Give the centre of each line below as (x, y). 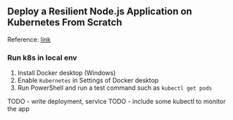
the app (18, 109)
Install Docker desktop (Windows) (67, 73)
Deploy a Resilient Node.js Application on (100, 12)
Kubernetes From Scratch (65, 23)
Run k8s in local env (42, 58)
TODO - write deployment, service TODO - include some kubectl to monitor (116, 102)
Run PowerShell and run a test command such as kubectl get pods (115, 88)
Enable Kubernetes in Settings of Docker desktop (88, 81)
